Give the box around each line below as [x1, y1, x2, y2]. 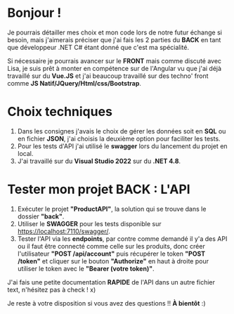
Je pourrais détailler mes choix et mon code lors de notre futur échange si [7, 28, 223, 37]
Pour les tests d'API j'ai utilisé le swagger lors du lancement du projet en [17, 142, 228, 150]
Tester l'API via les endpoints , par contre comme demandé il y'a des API [17, 234, 228, 243]
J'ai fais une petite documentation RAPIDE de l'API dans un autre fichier [7, 277, 216, 286]
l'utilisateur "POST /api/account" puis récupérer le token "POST [17, 249, 206, 258]
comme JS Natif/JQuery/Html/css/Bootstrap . [7, 79, 142, 87]
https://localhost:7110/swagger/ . [17, 227, 110, 235]
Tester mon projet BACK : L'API [7, 181, 191, 197]
